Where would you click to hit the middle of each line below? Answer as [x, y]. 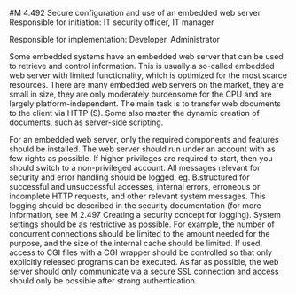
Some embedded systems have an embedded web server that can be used [146, 56]
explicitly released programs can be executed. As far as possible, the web [144, 262]
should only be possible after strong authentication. [103, 281]
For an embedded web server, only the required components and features [144, 140]
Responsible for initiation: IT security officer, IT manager [112, 22]
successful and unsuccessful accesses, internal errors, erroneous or [135, 186]
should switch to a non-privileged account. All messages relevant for [135, 168]
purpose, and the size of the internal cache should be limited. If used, [136, 243]
